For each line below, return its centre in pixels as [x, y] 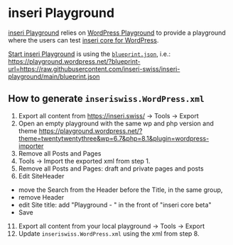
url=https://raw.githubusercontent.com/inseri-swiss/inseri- [94, 69]
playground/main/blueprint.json [54, 76]
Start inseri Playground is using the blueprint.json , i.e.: [90, 54]
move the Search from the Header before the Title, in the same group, [120, 190]
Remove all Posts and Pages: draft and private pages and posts [111, 169]
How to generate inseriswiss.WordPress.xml [106, 99]
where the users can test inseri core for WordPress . [83, 40]
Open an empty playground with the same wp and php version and [116, 123]
